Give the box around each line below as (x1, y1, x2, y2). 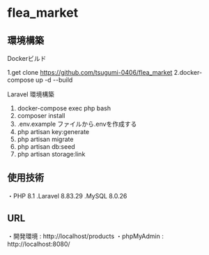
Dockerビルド (7, 54, 47, 62)
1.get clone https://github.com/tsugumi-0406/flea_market (7, 68, 173, 76)
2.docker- (173, 68, 203, 76)
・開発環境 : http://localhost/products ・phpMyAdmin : (7, 232, 164, 240)
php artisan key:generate (17, 128, 90, 136)
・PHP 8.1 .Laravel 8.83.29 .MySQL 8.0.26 (7, 191, 127, 200)
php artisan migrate (17, 135, 74, 143)
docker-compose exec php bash (17, 104, 111, 112)
